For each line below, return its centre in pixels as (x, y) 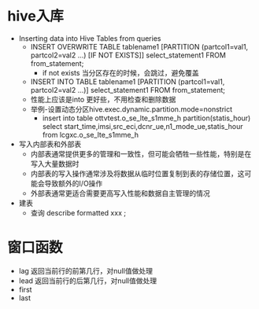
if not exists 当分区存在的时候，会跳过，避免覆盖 (121, 72)
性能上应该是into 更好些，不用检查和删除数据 (103, 99)
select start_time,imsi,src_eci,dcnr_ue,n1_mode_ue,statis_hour (142, 126)
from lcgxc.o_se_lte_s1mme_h (91, 134)
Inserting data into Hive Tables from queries (90, 38)
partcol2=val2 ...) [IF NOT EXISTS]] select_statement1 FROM (128, 55)
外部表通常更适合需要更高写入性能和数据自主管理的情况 (120, 193)
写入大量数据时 (55, 164)
